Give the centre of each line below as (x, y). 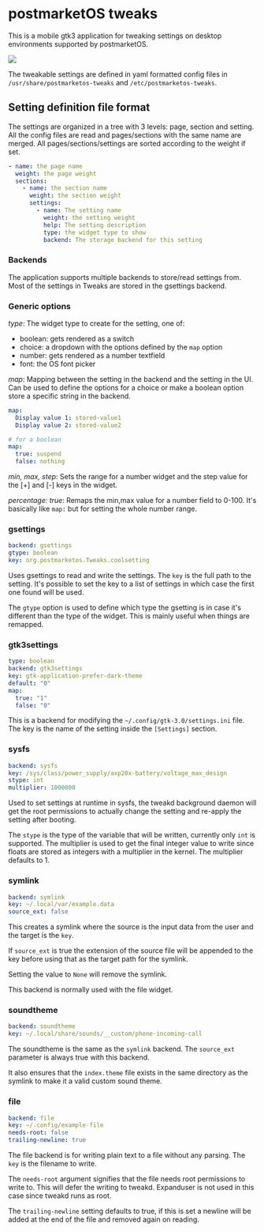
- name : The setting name (79, 210)
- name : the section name (65, 188)
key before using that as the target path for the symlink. (99, 959)
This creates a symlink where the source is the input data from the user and (131, 927)
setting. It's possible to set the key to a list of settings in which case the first (131, 584)
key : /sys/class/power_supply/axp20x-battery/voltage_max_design (117, 773)
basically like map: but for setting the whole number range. (103, 509)
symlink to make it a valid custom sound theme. (86, 1081)
